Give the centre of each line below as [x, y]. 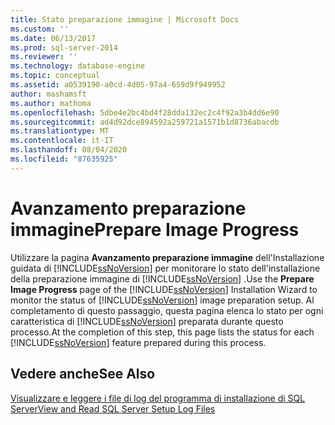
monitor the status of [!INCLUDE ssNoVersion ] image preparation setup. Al [162, 300]
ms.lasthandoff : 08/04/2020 [69, 150]
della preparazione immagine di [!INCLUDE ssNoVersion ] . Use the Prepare [162, 278]
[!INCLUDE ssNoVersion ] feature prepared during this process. [138, 342]
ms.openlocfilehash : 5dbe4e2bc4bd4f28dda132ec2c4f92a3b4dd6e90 [145, 112]
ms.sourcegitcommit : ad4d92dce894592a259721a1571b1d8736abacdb [145, 122]
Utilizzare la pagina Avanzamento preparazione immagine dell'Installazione [167, 257]
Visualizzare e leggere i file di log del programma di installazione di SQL [158, 398]
